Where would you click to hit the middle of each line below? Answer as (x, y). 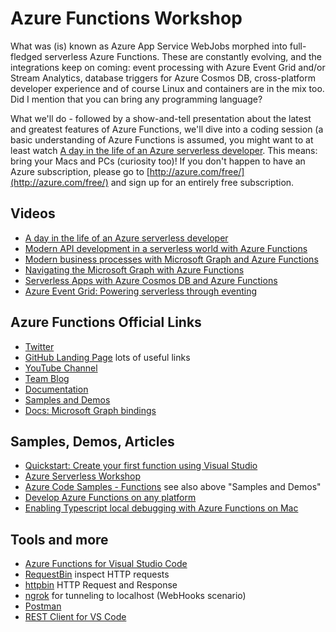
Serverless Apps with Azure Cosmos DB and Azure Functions (151, 280)
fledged (26, 56)
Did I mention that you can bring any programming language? (136, 99)
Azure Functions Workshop (126, 18)
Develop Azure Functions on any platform (110, 498)
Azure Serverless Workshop (83, 476)
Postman (43, 606)
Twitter (39, 346)
